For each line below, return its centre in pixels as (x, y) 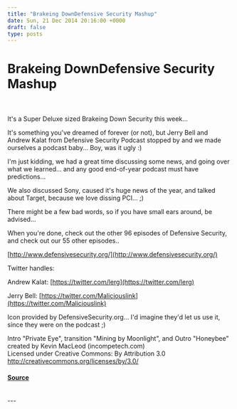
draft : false (27, 27)
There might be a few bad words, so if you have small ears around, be (110, 212)
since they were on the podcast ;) (57, 325)
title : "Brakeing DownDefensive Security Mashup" (83, 14)
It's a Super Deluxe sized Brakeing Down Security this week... (98, 119)
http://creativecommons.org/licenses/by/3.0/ (73, 361)
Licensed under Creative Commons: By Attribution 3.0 (86, 354)
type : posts (25, 34)
